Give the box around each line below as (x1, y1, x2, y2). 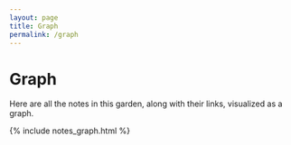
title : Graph (9, 22, 59, 31)
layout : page (9, 13, 59, 23)
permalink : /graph (9, 30, 79, 39)
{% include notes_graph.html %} (9, 125, 131, 136)
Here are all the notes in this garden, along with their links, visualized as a (9, 98, 283, 109)
